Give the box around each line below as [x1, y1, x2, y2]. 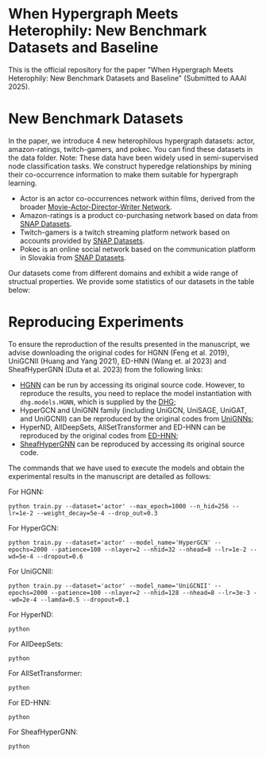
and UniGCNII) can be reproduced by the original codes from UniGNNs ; [19, 414, 254, 423]
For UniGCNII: [8, 566, 54, 576]
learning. [8, 178, 37, 188]
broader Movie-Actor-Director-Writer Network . [19, 202, 172, 212]
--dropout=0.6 [37, 552, 83, 561]
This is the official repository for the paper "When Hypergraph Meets [8, 64, 234, 74]
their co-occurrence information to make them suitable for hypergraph [8, 169, 239, 179]
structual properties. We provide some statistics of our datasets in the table [8, 276, 255, 286]
